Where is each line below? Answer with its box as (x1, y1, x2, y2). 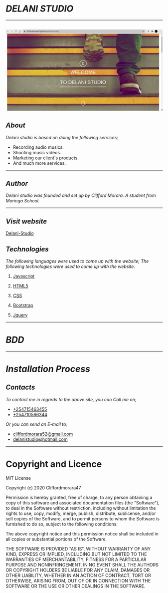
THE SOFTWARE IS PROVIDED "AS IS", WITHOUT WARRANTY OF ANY (5, 545, 151, 551)
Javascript (12, 273, 35, 279)
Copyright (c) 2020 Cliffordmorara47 (5, 484, 81, 491)
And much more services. (12, 160, 66, 166)
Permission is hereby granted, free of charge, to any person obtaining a (5, 494, 153, 500)
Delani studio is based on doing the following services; (5, 134, 119, 140)
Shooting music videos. (12, 149, 61, 155)
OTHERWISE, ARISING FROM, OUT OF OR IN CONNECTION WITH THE (5, 577, 151, 583)
